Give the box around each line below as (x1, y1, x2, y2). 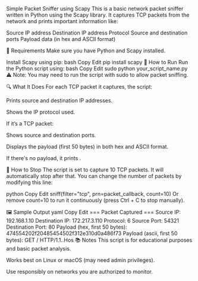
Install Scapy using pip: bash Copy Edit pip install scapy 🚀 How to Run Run (6, 59, 188, 65)
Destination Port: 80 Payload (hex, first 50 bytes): (6, 223, 128, 230)
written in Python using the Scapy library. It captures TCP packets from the (6, 11, 190, 18)
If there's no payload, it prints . (6, 155, 81, 161)
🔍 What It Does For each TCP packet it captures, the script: (6, 83, 153, 90)
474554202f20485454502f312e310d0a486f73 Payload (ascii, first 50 (6, 230, 178, 237)
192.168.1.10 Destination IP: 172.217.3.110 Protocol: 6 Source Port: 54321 (6, 217, 180, 224)
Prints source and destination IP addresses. (6, 97, 113, 104)
